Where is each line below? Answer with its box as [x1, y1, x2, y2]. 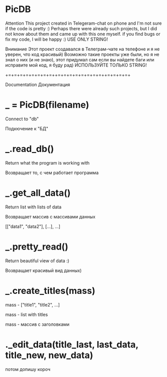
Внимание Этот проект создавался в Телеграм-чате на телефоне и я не [5, 46, 160, 52]
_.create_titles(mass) [5, 285, 96, 296]
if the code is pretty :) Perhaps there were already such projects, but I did [5, 25, 157, 31]
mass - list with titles [5, 311, 48, 318]
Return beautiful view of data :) [5, 258, 69, 264]
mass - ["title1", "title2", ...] [5, 301, 60, 308]
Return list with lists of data [5, 204, 62, 210]
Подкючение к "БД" [5, 125, 49, 131]
